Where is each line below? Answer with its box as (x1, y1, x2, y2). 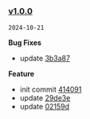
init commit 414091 (19, 84, 82, 94)
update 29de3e (19, 93, 71, 103)
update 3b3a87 (19, 54, 70, 64)
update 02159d (19, 102, 70, 112)
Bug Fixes (8, 38, 42, 47)
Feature (8, 69, 34, 79)
